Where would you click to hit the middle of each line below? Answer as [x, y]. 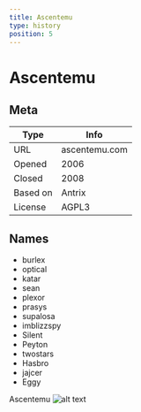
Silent [32, 335]
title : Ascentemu [41, 17]
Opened [30, 164]
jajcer [32, 373]
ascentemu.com [94, 149]
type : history [35, 26]
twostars [38, 354]
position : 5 [31, 34]
